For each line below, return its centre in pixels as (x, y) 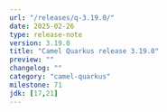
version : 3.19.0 (40, 43)
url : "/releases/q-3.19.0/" (62, 18)
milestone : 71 (36, 85)
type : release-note (46, 34)
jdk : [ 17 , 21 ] (34, 93)
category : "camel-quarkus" (60, 77)
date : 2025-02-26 (42, 26)
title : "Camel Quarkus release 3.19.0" (84, 51)
